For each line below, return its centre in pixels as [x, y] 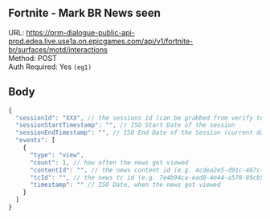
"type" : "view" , [57, 155]
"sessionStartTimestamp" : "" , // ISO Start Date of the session [125, 125]
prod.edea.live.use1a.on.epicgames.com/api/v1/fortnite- [101, 41]
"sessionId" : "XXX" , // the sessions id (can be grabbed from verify [134, 118]
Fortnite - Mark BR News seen [84, 13]
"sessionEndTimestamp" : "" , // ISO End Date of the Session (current [134, 133]
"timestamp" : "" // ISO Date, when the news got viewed [125, 185]
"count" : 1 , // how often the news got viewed [109, 162]
